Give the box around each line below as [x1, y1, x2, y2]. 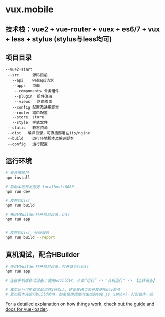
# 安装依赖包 [5, 170, 29, 175]
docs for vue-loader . [5, 306, 48, 312]
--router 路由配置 [12, 110, 48, 115]
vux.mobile [5, 4, 54, 15]
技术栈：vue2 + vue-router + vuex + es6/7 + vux [5, 25, 160, 33]
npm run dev [5, 189, 30, 194]
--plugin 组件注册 [14, 94, 52, 99]
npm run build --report [5, 235, 56, 240]
